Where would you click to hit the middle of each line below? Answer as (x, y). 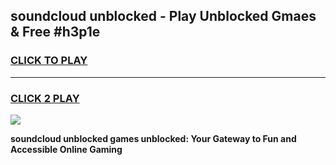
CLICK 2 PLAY (45, 98)
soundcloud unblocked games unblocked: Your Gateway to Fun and (153, 138)
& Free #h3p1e (55, 32)
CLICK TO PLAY (49, 61)
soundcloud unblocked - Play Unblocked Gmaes (163, 16)
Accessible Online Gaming (66, 149)
